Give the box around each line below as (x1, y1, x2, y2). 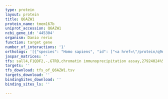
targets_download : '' (5, 72, 50, 77)
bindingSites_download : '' (5, 77, 61, 82)
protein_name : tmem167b (5, 21, 55, 26)
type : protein (5, 7, 35, 12)
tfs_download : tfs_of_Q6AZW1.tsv (5, 68, 75, 73)
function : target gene (5, 40, 52, 45)
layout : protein (5, 12, 39, 17)
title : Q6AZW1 (5, 16, 35, 21)
